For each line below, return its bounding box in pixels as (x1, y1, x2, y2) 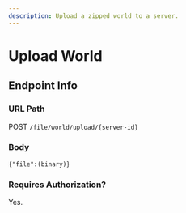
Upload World (8, 46, 103, 65)
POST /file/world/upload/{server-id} (8, 121, 139, 131)
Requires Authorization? (8, 179, 107, 190)
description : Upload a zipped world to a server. (8, 11, 180, 20)
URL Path (8, 103, 45, 114)
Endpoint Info (8, 79, 78, 93)
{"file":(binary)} (8, 160, 70, 168)
